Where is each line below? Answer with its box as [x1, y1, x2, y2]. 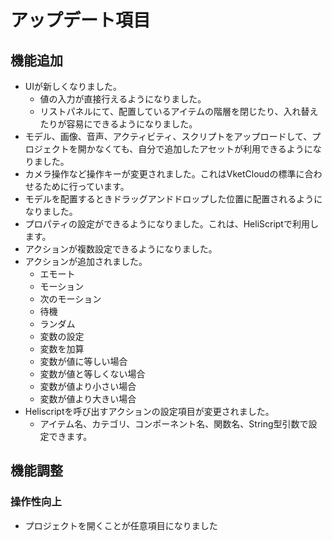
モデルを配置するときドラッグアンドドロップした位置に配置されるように [24, 193, 323, 205]
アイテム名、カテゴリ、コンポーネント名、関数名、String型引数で [39, 418, 309, 430]
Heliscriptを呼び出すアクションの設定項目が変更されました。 [24, 406, 275, 417]
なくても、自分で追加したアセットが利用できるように [94, 143, 313, 155]
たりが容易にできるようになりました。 [39, 118, 198, 130]
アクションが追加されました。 [24, 256, 148, 267]
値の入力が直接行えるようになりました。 [39, 93, 207, 105]
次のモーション [39, 293, 102, 305]
